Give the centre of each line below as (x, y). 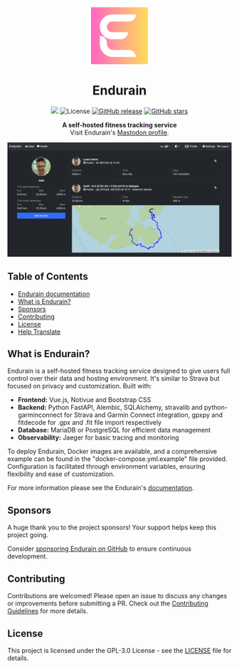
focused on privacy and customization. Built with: (80, 386)
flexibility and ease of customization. (61, 474)
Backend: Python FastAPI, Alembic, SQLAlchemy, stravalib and (110, 408)
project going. (28, 535)
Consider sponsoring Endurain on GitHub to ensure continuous (100, 549)
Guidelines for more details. (48, 611)
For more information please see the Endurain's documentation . (101, 488)
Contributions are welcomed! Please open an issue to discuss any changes (117, 596)
